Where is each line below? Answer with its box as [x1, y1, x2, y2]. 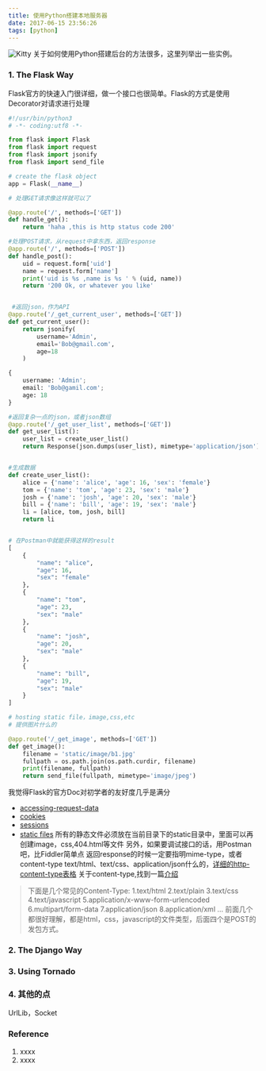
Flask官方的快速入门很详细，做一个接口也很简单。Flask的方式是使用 [8, 88, 230, 98]
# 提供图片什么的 [8, 721, 57, 729]
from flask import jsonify [8, 151, 97, 159]
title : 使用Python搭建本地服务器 [8, 11, 108, 20]
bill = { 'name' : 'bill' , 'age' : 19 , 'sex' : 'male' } [22, 501, 196, 509]
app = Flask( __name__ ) [8, 179, 83, 187]
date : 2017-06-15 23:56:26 [8, 19, 97, 27]
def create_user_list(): [8, 471, 90, 479]
